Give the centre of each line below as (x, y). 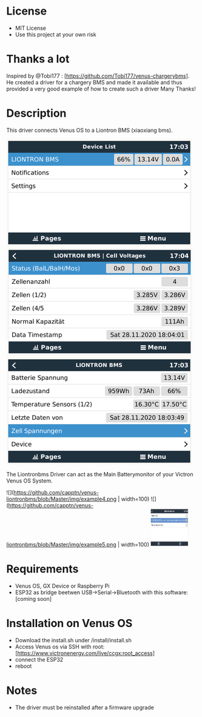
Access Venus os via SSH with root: (60, 647)
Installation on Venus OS (69, 623)
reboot (23, 666)
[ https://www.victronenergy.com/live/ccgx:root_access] (85, 653)
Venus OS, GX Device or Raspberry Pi (62, 586)
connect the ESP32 (39, 659)
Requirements (42, 569)
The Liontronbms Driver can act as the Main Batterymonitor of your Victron (100, 474)
